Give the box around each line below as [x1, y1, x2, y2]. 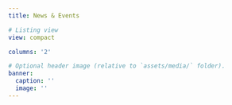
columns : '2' [8, 48, 52, 56]
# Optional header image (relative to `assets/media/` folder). [8, 62, 226, 70]
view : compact [8, 33, 56, 41]
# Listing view [8, 25, 59, 34]
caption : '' [15, 77, 56, 85]
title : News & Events [8, 11, 80, 20]
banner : [8, 69, 34, 78]
